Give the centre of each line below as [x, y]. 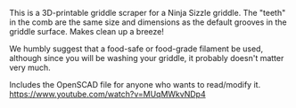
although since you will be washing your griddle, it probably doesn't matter [147, 58]
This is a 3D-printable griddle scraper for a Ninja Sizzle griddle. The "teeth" [148, 13]
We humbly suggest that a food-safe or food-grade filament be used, [136, 49]
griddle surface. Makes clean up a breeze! [87, 31]
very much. [30, 67]
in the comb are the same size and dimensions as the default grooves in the [148, 22]
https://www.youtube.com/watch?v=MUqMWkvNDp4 [108, 94]
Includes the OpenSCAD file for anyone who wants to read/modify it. [135, 85]
